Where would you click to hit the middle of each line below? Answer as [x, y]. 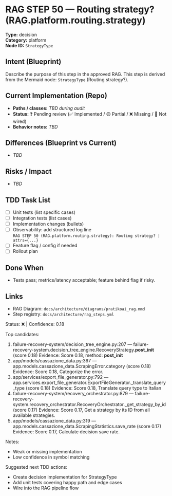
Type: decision [21, 34]
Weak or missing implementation [47, 452]
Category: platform [26, 40]
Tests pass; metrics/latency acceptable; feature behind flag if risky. [84, 280]
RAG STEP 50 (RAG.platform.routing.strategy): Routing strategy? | [86, 236]
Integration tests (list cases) [42, 218]
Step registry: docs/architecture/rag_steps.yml [63, 314]
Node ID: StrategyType [29, 45]
